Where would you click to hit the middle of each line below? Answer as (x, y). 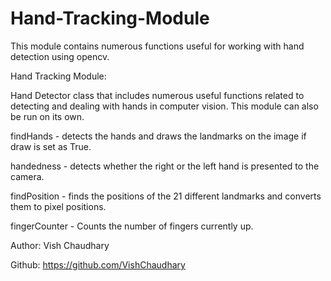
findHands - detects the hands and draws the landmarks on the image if (158, 136)
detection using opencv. (60, 56)
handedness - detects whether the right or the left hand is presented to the (165, 166)
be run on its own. (47, 116)
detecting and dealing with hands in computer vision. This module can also (164, 106)
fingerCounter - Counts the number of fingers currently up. (132, 226)
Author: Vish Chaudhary (60, 245)
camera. (27, 176)
